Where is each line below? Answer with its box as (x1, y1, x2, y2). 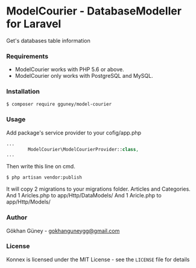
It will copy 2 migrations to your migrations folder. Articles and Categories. (6, 185, 191, 193)
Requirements (6, 52, 49, 60)
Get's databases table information (6, 37, 90, 44)
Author (6, 213, 28, 222)
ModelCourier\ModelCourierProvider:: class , (28, 146, 139, 152)
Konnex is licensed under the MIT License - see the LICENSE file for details (6, 255, 190, 263)
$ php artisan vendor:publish (6, 174, 83, 180)
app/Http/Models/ (6, 198, 51, 206)
